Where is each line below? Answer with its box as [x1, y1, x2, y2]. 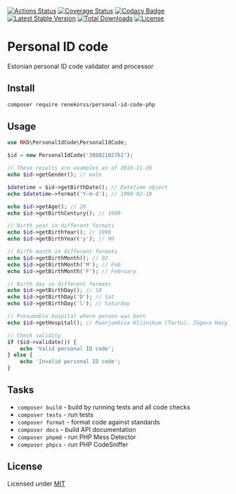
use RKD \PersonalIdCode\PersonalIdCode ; [7, 139, 128, 146]
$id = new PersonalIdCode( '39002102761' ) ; [7, 152, 133, 159]
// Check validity [7, 331, 61, 339]
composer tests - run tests [17, 410, 93, 419]
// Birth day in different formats [7, 280, 112, 288]
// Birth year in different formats [7, 222, 114, 229]
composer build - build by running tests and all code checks [17, 403, 191, 411]
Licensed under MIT [7, 479, 65, 488]
